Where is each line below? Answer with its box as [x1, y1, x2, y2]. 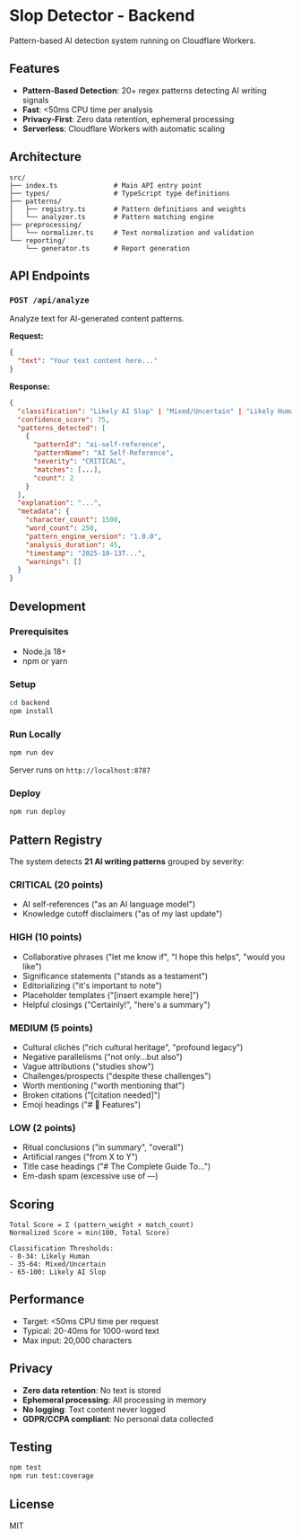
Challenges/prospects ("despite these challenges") [21, 1070, 212, 1081]
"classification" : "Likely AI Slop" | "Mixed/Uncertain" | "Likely [17, 406, 275, 416]
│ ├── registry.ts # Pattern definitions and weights [9, 204, 246, 214]
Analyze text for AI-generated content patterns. [9, 314, 185, 324]
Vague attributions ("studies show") [21, 1061, 155, 1072]
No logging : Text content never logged [21, 1403, 166, 1415]
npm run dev [9, 748, 54, 757]
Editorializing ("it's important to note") [21, 980, 163, 991]
